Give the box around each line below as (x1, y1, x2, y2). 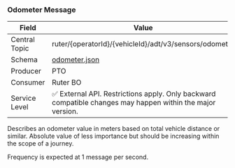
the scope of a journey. (7, 139, 74, 148)
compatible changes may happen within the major (52, 98, 216, 108)
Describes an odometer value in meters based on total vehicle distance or (7, 125, 220, 133)
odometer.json (52, 55, 100, 64)
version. (52, 106, 78, 116)
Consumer (10, 78, 45, 87)
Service (10, 93, 36, 103)
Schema (10, 55, 38, 64)
